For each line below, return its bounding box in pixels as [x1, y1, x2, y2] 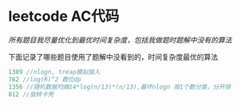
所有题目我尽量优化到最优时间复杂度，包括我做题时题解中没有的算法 [8, 35, 232, 45]
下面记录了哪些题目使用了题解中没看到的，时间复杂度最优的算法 [8, 52, 218, 61]
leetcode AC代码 [8, 7, 120, 26]
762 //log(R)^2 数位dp [8, 75, 81, 84]
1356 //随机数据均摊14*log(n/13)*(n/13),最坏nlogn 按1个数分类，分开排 [8, 83, 231, 91]
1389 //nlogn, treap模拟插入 [8, 68, 101, 76]
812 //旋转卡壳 [8, 90, 54, 98]
